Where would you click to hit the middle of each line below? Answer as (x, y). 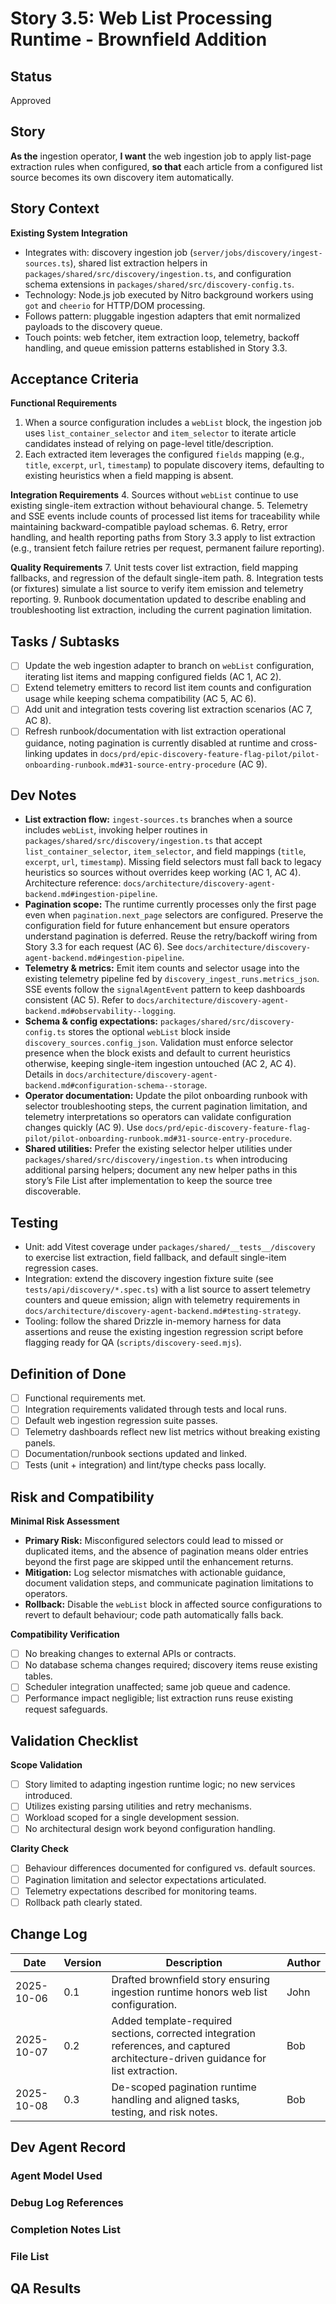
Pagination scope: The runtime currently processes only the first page (170, 904)
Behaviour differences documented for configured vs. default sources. (170, 1868)
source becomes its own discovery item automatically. (122, 177)
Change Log (49, 1934)
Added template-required (172, 2020)
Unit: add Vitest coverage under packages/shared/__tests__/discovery (170, 1247)
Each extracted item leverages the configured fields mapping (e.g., (164, 454)
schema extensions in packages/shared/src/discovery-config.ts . (159, 284)
